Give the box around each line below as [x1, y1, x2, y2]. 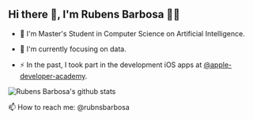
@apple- [203, 60, 232, 69]
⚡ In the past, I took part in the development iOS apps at [19, 60, 202, 69]
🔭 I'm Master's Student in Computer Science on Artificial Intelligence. [19, 28, 245, 38]
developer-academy [19, 71, 85, 81]
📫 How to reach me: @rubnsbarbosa [8, 102, 130, 111]
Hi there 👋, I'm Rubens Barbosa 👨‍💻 [8, 8, 180, 21]
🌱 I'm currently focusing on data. [19, 44, 126, 54]
